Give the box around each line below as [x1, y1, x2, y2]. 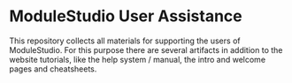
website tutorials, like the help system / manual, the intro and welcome [9, 54, 266, 64]
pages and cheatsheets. [9, 64, 97, 74]
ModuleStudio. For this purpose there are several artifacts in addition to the [9, 44, 283, 55]
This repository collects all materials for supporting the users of [9, 35, 241, 46]
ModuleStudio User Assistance [9, 6, 243, 26]
